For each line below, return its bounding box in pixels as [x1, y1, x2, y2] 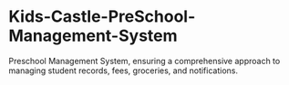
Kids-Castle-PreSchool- [8, 6, 196, 27]
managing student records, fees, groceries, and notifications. [8, 65, 239, 76]
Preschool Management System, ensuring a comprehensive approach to [8, 55, 281, 66]
